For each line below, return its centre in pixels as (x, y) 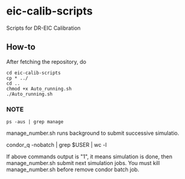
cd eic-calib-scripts (34, 73)
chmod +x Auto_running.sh (39, 89)
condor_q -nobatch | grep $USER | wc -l (57, 145)
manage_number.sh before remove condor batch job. (73, 170)
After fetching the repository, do (46, 61)
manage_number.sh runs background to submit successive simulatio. (93, 133)
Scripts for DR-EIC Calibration (43, 28)
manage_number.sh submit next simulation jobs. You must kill (83, 163)
